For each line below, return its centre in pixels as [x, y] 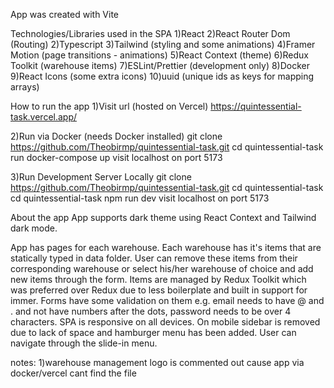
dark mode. [34, 228]
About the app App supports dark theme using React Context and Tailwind [163, 217]
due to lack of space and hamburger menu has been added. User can [153, 332]
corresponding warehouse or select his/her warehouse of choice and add [162, 268]
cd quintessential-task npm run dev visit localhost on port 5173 [140, 198]
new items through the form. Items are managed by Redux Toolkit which [158, 279]
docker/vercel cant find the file [73, 373]
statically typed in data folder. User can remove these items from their [154, 258]
